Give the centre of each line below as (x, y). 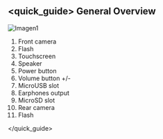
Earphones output (44, 93)
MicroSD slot (36, 100)
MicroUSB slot (38, 85)
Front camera (37, 41)
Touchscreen (37, 56)
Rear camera (36, 107)
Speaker (30, 63)
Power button (37, 71)
